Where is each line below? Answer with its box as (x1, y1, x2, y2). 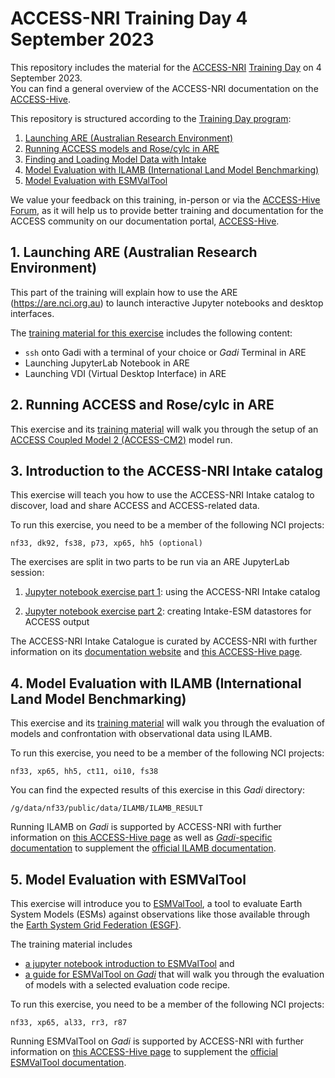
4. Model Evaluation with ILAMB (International (10, 675, 302, 692)
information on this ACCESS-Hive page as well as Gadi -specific (10, 832, 273, 844)
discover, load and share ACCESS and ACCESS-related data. (10, 500, 260, 512)
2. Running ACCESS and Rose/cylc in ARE (10, 397, 275, 414)
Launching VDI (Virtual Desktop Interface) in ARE (24, 367, 227, 379)
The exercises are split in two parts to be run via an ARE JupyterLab (10, 556, 290, 568)
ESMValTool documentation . (10, 1057, 127, 1068)
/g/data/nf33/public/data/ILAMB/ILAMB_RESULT (10, 803, 203, 814)
